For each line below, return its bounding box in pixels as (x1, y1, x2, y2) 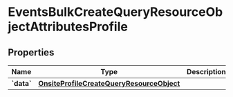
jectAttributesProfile (8, 19, 129, 35)
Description (186, 67, 227, 76)
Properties (8, 46, 55, 58)
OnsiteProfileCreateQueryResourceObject (38, 79, 180, 88)
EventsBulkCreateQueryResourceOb (8, 4, 223, 20)
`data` (11, 79, 32, 88)
